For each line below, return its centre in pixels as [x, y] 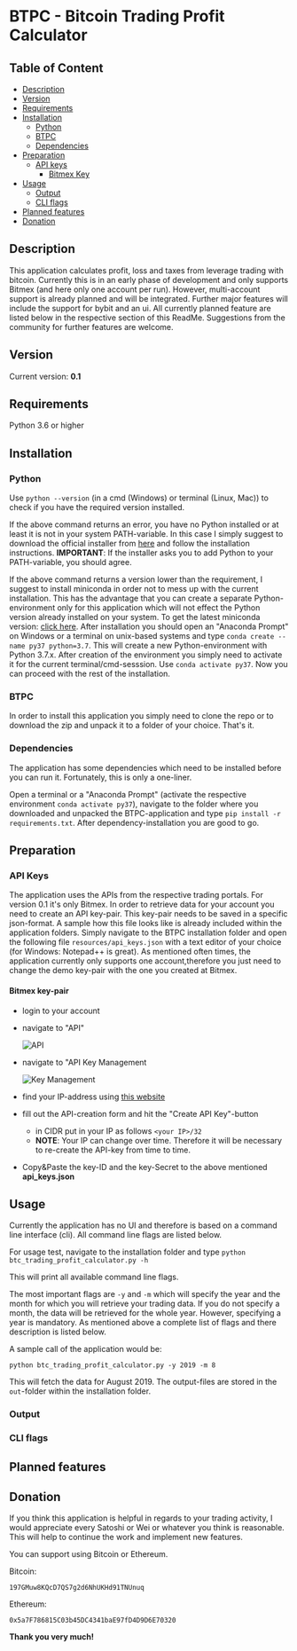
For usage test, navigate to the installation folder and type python [128, 1252]
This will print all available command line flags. [94, 1277]
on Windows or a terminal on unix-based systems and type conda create [142, 636]
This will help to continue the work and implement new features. [126, 1537]
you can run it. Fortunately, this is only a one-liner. [101, 777]
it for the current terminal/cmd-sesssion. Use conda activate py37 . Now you [148, 664]
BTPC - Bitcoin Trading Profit [117, 16]
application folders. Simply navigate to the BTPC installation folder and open [148, 932]
